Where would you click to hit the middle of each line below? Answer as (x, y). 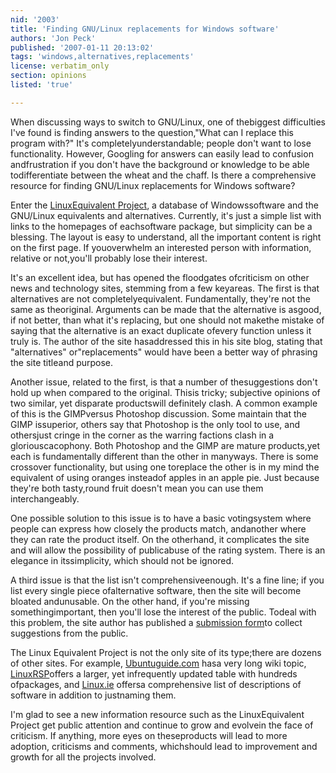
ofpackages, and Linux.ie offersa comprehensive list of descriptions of (156, 684)
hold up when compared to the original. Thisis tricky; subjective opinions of (165, 392)
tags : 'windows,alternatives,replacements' (102, 57)
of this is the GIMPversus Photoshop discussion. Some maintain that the (158, 413)
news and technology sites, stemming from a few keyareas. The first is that (165, 288)
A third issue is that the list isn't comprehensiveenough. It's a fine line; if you (167, 580)
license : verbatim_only (60, 66)
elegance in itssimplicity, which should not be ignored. (122, 560)
